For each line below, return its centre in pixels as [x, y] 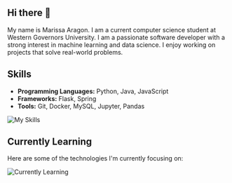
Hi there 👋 [29, 13]
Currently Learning [50, 142]
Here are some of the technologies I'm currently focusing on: [95, 158]
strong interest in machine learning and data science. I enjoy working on [111, 45]
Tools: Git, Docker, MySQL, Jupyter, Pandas [81, 106]
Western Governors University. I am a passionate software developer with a [116, 37]
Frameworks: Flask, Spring [57, 98]
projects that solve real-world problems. [65, 52]
